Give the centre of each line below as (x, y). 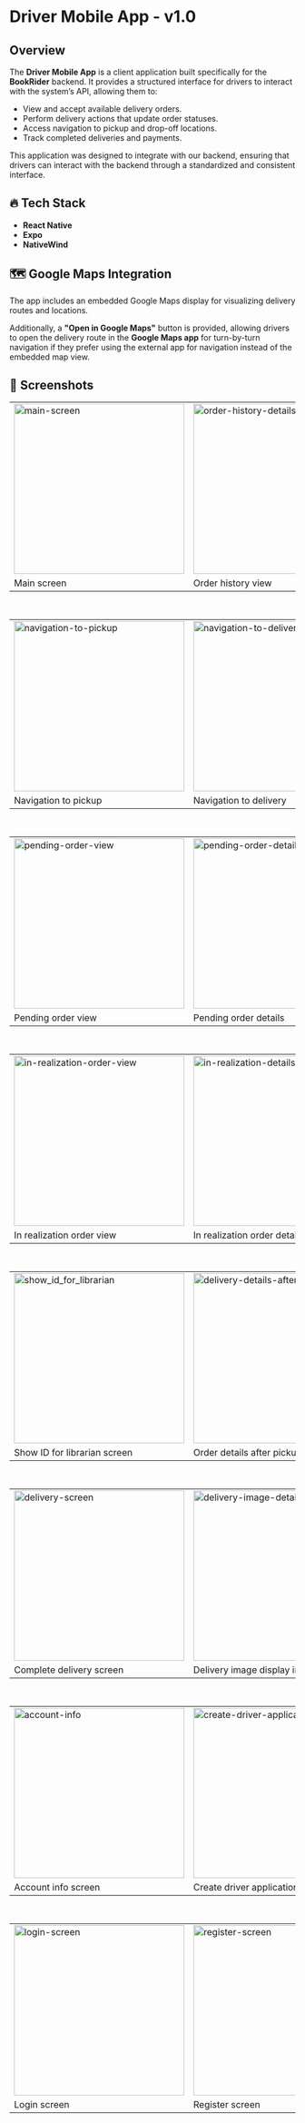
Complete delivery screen (69, 1670)
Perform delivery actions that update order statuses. (120, 118)
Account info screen (57, 1888)
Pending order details (239, 1018)
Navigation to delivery (241, 801)
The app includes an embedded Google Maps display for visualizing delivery (152, 301)
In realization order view (65, 1235)
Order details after (232, 1453)
